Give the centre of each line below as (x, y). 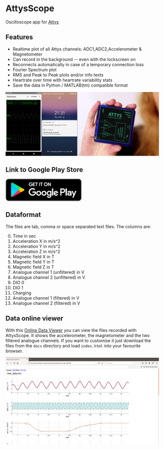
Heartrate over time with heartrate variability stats (62, 80)
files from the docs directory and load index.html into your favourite (73, 345)
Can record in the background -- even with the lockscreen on (74, 59)
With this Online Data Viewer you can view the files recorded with (71, 330)
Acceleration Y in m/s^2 (36, 246)
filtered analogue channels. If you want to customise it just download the (78, 341)
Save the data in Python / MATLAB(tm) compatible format (70, 85)
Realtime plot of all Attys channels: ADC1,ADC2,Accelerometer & (77, 49)
